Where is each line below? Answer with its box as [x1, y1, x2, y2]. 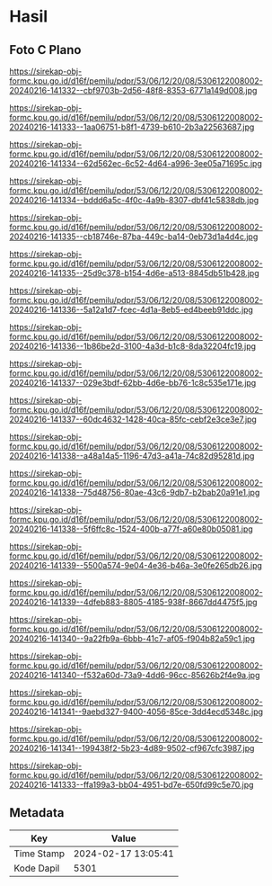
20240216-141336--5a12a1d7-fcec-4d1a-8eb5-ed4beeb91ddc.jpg [9, 304, 254, 315]
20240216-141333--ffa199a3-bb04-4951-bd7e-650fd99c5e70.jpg [9, 780, 254, 790]
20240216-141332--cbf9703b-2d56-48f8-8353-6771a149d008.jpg [9, 85, 258, 95]
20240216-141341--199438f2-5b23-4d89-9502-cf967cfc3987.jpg [9, 743, 255, 753]
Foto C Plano [9, 42, 82, 58]
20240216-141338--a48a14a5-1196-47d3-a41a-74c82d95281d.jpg [9, 451, 255, 461]
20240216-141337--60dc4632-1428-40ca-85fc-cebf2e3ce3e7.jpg [9, 414, 258, 425]
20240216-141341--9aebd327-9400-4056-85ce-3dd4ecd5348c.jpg [9, 706, 263, 717]
